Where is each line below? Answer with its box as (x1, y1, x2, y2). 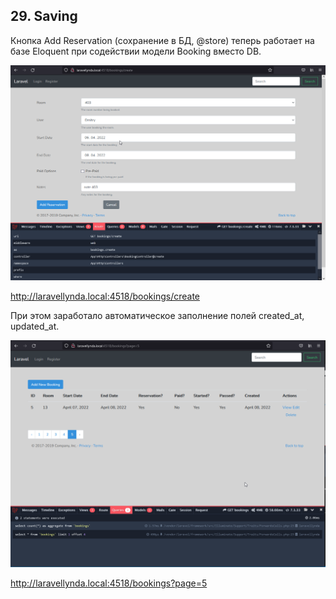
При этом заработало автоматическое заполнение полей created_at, (10, 309, 305, 321)
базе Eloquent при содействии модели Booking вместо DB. (10, 45, 262, 57)
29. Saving (10, 8, 78, 25)
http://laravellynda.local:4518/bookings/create (10, 290, 201, 302)
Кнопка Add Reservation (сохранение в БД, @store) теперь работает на (10, 34, 315, 46)
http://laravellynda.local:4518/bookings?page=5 (10, 577, 208, 589)
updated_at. (10, 320, 60, 332)
